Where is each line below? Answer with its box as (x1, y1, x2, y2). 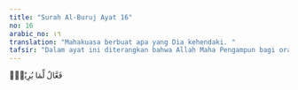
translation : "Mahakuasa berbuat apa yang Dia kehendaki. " (9, 37, 237, 47)
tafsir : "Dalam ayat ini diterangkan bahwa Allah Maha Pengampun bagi (9, 46, 276, 55)
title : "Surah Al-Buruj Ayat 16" (9, 12, 133, 22)
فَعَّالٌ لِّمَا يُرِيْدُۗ (9, 70, 63, 80)
